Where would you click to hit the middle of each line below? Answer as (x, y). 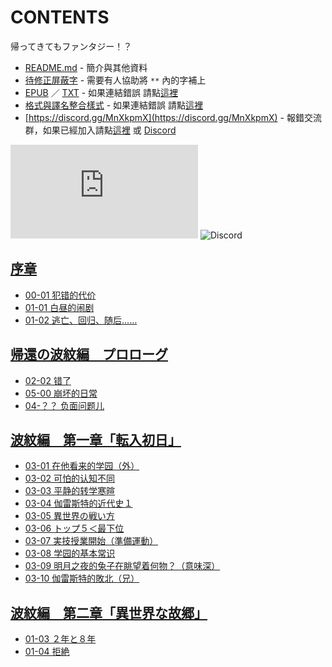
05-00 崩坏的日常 (61, 393)
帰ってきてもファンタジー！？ (71, 46)
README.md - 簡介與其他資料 (86, 67)
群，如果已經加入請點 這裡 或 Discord (100, 130)
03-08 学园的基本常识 (70, 553)
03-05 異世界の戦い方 (69, 516)
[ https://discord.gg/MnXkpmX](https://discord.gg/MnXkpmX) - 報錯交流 (173, 117)
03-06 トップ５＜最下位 (74, 528)
